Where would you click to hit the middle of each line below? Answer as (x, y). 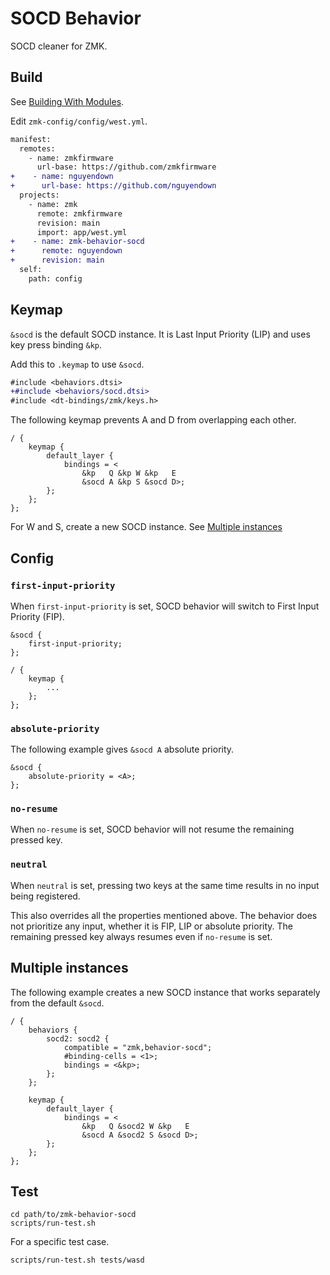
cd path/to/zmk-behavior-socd (73, 1215)
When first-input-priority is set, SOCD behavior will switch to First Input (165, 606)
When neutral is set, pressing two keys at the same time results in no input (165, 885)
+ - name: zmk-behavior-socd (77, 242)
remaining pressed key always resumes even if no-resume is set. (141, 936)
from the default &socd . (57, 1003)
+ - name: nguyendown (62, 177)
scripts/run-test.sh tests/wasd (77, 1260)
